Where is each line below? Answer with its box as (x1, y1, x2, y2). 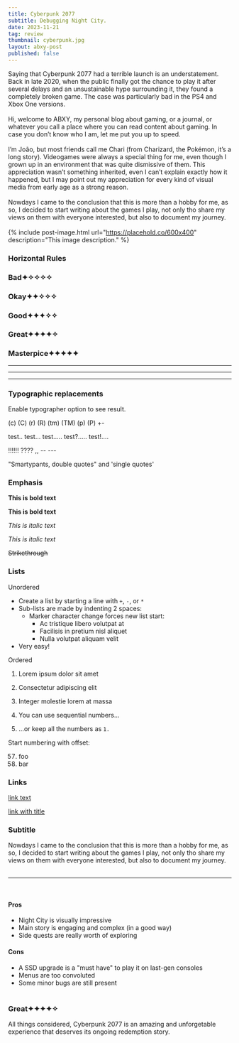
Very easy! (18, 642, 50, 650)
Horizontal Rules (8, 253, 67, 263)
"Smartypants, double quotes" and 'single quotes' (8, 460, 155, 469)
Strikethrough (8, 548, 48, 558)
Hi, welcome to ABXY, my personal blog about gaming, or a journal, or (8, 114, 213, 123)
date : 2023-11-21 (8, 23, 60, 31)
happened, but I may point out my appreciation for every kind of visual (8, 175, 213, 183)
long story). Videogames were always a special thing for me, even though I (8, 152, 226, 161)
